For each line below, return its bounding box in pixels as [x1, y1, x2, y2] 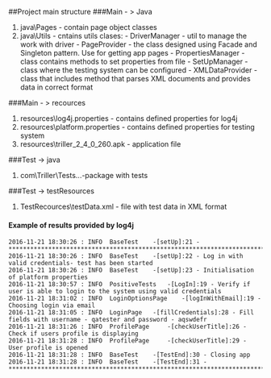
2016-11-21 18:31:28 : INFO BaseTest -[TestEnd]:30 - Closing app [8, 351, 251, 359]
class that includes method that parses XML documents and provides [19, 74, 252, 83]
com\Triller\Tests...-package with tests [19, 171, 148, 180]
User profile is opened [8, 344, 89, 352]
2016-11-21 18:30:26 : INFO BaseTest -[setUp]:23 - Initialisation [8, 266, 254, 275]
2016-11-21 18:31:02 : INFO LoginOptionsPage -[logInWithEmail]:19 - [8, 294, 262, 303]
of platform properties [8, 273, 89, 281]
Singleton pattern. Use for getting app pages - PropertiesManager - [19, 48, 245, 57]
